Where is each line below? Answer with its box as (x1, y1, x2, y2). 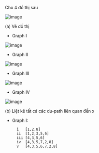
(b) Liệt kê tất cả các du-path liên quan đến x (5, 108, 95, 114)
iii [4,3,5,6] (16, 136, 45, 140)
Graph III (12, 70, 29, 76)
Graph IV (12, 89, 30, 95)
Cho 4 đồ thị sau (5, 5, 38, 10)
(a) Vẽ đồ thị (5, 23, 30, 29)
